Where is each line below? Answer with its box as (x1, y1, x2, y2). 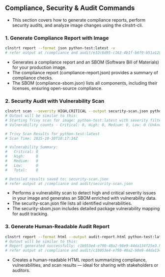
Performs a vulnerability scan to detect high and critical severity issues (12, 190, 156, 196)
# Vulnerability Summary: (5, 145, 58, 150)
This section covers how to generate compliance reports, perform (12, 17, 146, 23)
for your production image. (12, 64, 67, 70)
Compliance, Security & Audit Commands (5, 4, 135, 12)
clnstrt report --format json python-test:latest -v (5, 46, 115, 51)
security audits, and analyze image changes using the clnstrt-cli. (12, 22, 143, 28)
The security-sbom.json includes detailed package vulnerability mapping (12, 206, 160, 212)
